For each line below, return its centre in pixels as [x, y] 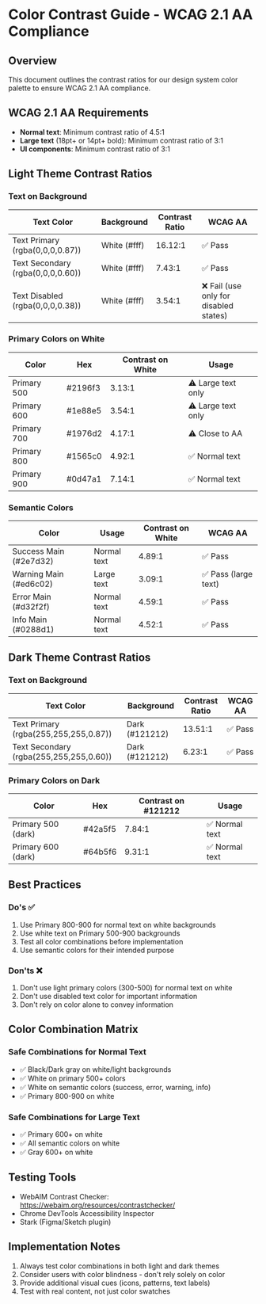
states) [215, 315]
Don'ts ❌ [25, 970]
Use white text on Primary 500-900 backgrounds [100, 933]
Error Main [32, 597]
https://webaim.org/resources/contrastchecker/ [97, 1205]
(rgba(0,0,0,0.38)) [47, 305]
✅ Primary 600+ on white [61, 1134]
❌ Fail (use [222, 285]
